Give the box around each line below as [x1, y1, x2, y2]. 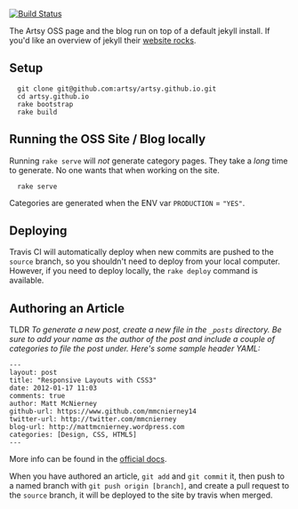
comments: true [9, 392, 66, 401]
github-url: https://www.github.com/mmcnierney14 [9, 407, 197, 417]
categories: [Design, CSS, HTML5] [9, 431, 138, 440]
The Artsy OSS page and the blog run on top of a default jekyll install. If [9, 26, 270, 36]
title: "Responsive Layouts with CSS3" [9, 376, 157, 386]
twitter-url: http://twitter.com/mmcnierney [9, 415, 177, 424]
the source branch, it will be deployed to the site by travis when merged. [9, 489, 273, 501]
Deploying [9, 223, 68, 239]
